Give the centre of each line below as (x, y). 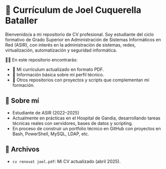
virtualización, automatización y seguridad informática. (61, 50)
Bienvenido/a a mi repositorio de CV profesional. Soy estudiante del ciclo (80, 34)
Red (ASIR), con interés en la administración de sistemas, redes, (71, 45)
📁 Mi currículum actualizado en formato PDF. (58, 69)
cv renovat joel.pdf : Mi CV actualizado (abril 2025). (66, 161)
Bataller (22, 21)
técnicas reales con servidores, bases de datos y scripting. (73, 123)
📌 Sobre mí (22, 101)
